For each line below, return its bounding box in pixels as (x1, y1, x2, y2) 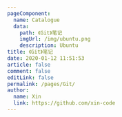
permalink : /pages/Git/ (7, 81, 76, 87)
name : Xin (13, 94, 41, 100)
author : (7, 87, 30, 94)
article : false (7, 61, 51, 68)
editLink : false (7, 74, 54, 81)
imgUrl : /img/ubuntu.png (19, 36, 91, 43)
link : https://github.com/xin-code (13, 100, 116, 107)
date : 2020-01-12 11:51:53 (7, 55, 85, 62)
